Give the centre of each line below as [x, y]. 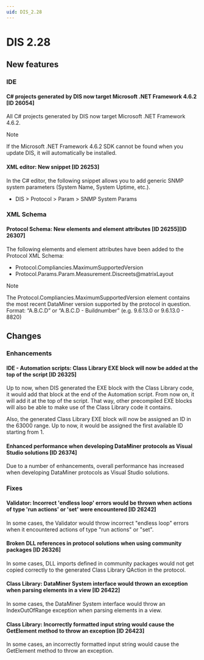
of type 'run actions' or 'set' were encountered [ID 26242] [81, 509]
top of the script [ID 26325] [42, 374]
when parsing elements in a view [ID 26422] [63, 590]
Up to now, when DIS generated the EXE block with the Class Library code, [100, 388]
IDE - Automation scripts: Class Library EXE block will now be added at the [102, 368]
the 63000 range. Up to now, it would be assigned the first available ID [95, 426]
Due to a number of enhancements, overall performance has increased [95, 466]
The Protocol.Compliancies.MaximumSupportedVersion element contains [98, 297]
